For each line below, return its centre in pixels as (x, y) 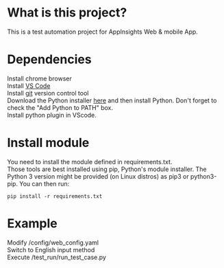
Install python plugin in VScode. (52, 115)
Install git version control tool (48, 93)
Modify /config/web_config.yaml (53, 243)
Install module (48, 143)
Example (32, 223)
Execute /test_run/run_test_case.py (57, 257)
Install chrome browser (39, 78)
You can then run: (45, 183)
